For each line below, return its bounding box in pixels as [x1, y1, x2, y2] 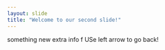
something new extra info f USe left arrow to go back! [7, 35, 159, 43]
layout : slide [7, 10, 48, 17]
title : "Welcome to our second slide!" [7, 16, 122, 23]
